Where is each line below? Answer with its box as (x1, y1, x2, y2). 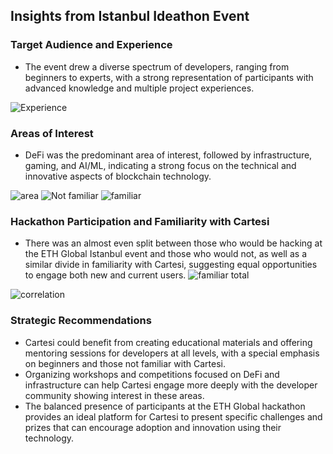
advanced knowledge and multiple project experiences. (24, 82, 255, 94)
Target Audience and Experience (10, 38, 173, 52)
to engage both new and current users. (24, 269, 187, 281)
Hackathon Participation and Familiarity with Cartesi (10, 214, 270, 228)
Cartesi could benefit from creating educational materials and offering (24, 336, 313, 348)
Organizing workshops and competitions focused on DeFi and (24, 368, 280, 380)
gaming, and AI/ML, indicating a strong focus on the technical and (24, 159, 297, 171)
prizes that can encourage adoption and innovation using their (24, 421, 282, 433)
